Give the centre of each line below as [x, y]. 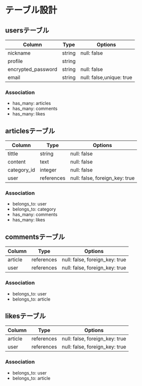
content [17, 162]
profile [15, 61]
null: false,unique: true [106, 77]
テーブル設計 [31, 10]
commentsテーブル [35, 237]
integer [48, 170]
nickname [19, 53]
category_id [21, 170]
